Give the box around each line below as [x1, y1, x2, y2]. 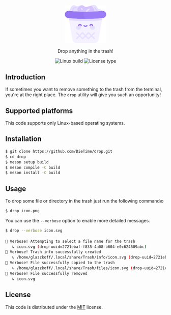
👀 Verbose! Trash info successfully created [5, 249, 101, 254]
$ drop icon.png [5, 209, 40, 214]
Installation [5, 135, 42, 144]
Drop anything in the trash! [58, 48, 113, 54]
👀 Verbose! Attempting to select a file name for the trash [5, 239, 136, 244]
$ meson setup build [5, 159, 49, 165]
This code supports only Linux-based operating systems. [5, 120, 125, 126]
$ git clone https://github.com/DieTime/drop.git [5, 149, 113, 154]
